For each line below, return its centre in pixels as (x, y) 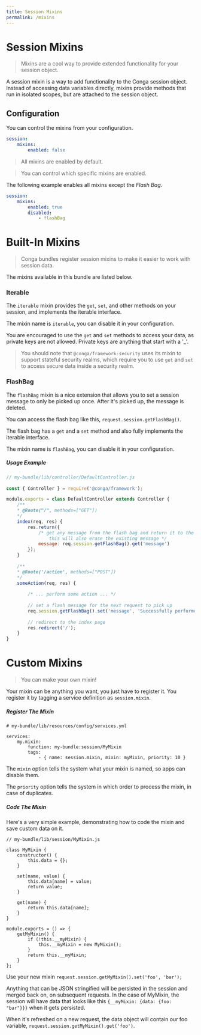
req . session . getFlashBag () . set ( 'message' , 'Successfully (100, 611)
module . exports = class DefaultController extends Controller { (88, 499)
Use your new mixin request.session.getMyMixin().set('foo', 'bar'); (94, 977)
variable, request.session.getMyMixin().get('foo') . (71, 1026)
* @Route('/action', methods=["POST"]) (67, 572)
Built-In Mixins (43, 243)
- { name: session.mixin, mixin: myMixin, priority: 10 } (112, 758)
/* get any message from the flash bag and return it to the (116, 533)
